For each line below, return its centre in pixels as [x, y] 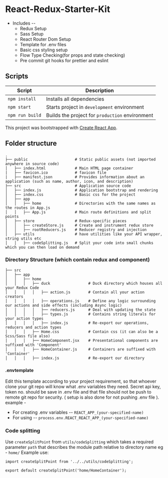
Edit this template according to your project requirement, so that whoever [81, 381]
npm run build [25, 115]
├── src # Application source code [68, 186]
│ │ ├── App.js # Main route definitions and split [78, 212]
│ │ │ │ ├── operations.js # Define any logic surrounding [80, 301]
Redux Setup [33, 28]
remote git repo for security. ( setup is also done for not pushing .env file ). [82, 397]
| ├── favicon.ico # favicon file [56, 172]
